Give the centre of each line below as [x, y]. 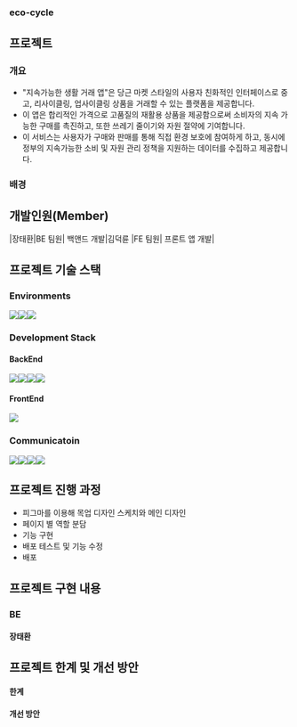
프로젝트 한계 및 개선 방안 [74, 667]
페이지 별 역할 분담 [54, 524]
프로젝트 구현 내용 [55, 588]
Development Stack [52, 338]
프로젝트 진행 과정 [55, 490]
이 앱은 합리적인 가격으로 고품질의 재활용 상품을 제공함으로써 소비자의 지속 [150, 114]
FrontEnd [27, 398]
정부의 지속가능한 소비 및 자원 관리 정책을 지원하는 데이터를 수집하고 [140, 148]
